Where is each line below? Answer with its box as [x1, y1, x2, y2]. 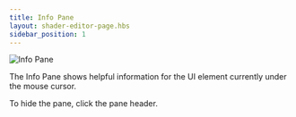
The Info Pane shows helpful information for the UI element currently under [9, 71, 287, 82]
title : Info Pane [9, 13, 74, 22]
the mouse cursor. [9, 81, 77, 92]
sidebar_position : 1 [9, 29, 87, 38]
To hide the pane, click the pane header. [9, 98, 159, 109]
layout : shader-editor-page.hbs [9, 21, 130, 30]
